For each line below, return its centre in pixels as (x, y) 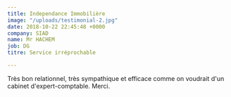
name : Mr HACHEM (31, 40)
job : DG (19, 46)
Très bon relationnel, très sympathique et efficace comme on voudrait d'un (116, 78)
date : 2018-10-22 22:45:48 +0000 (56, 27)
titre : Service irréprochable (52, 53)
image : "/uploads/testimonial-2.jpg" (63, 20)
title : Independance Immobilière (56, 14)
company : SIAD (28, 33)
